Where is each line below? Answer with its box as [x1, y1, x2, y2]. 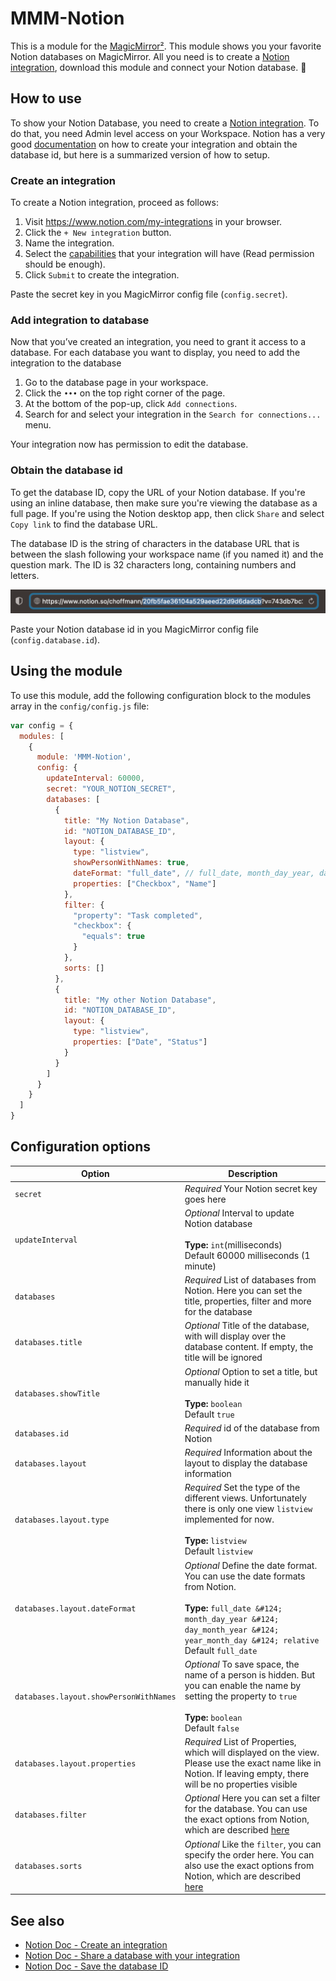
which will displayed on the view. [184, 1747, 320, 1759]
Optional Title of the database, [184, 1320, 310, 1332]
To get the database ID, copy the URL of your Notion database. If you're [10, 486, 306, 498]
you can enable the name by [184, 1679, 302, 1691]
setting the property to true [184, 1690, 298, 1702]
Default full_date [184, 1644, 258, 1656]
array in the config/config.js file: [10, 700, 150, 712]
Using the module [10, 663, 123, 680]
